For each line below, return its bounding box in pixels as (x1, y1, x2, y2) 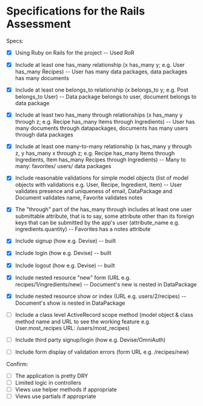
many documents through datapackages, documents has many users (15, 124, 188, 132)
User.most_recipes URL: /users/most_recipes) (15, 324, 130, 331)
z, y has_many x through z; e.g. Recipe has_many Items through (15, 150, 175, 157)
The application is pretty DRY (15, 372, 88, 379)
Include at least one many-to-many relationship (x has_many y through (15, 143, 192, 150)
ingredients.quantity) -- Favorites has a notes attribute (15, 226, 151, 233)
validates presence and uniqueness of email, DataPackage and (15, 188, 173, 195)
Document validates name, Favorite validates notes (15, 194, 143, 201)
